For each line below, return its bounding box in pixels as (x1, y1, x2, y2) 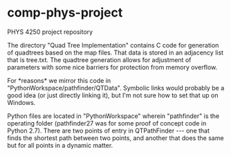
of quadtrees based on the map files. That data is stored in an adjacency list (7, 48, 223, 57)
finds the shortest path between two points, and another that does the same (7, 133, 224, 142)
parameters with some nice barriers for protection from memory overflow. (7, 63, 218, 71)
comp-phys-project (7, 5, 123, 21)
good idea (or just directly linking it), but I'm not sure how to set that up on (7, 91, 219, 99)
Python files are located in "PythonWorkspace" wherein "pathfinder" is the (7, 112, 220, 120)
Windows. (7, 98, 36, 106)
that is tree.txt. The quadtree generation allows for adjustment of (7, 55, 192, 64)
